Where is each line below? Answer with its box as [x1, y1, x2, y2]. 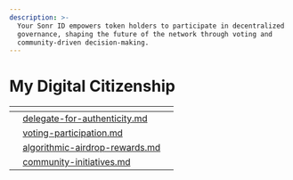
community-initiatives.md [22, 156, 131, 168]
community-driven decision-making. [17, 37, 150, 47]
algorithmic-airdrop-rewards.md [22, 142, 161, 154]
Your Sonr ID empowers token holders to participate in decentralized [17, 21, 285, 30]
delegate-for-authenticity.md [22, 112, 149, 125]
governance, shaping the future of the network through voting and [17, 29, 273, 38]
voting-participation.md [22, 127, 123, 139]
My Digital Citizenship [9, 77, 175, 96]
